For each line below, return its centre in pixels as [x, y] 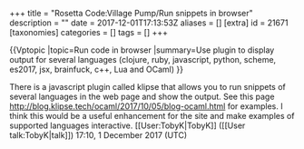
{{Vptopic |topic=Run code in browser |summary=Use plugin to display [142, 50]
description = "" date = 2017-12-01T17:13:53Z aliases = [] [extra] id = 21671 [149, 23]
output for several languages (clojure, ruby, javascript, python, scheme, [143, 60]
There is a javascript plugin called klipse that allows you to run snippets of [147, 87]
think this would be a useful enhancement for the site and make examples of [152, 116]
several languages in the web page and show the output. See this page [142, 96]
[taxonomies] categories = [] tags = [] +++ [89, 32]
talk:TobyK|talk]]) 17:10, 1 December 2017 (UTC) [98, 135]
